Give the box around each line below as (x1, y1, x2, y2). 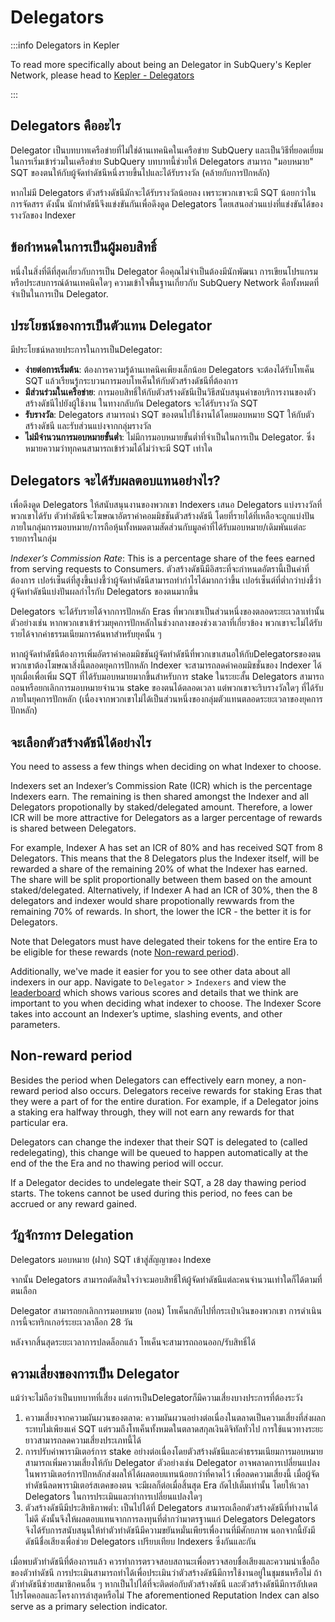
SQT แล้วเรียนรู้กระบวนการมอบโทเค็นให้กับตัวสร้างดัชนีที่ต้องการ (24, 375, 239, 387)
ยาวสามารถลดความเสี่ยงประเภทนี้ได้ (24, 1434, 142, 1446)
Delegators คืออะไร (10, 117, 122, 135)
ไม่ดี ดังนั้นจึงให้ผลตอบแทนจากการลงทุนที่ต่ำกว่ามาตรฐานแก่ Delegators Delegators (24, 1513, 316, 1525)
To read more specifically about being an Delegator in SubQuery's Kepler (10, 58, 312, 70)
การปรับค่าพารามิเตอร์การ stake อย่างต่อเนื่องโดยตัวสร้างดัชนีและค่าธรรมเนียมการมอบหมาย (24, 1446, 324, 1458)
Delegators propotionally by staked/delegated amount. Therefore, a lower (10, 801, 313, 813)
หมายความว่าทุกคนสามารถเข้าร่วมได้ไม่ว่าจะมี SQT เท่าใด (24, 442, 213, 455)
